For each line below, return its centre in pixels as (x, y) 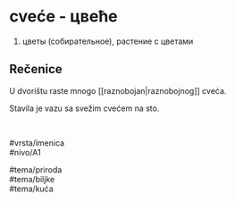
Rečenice (36, 69)
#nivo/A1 (25, 152)
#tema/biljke (32, 179)
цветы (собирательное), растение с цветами (108, 41)
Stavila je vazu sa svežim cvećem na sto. (84, 108)
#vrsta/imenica (37, 143)
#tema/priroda (36, 169)
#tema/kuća (31, 189)
